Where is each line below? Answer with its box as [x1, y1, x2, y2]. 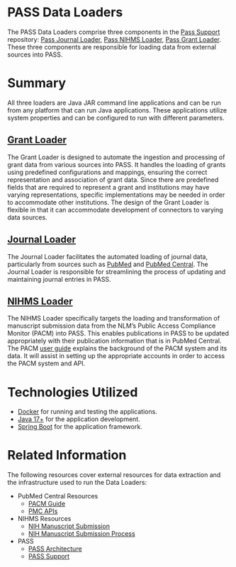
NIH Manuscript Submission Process [28, 529, 136, 538]
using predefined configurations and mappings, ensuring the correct [7, 168, 208, 176]
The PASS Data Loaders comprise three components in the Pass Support [7, 28, 220, 36]
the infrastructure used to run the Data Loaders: [7, 479, 147, 487]
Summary [7, 75, 66, 91]
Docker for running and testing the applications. [17, 408, 157, 416]
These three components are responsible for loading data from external [7, 42, 216, 51]
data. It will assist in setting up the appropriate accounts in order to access [7, 352, 225, 360]
